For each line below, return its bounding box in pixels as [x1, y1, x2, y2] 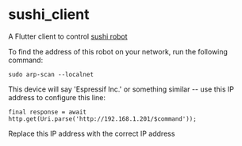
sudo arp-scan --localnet [8, 70, 94, 78]
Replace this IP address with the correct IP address [8, 129, 175, 138]
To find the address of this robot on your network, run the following [8, 47, 229, 56]
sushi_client [8, 6, 90, 24]
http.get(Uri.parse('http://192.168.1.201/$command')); [8, 114, 197, 123]
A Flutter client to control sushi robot [8, 32, 129, 41]
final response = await [8, 108, 87, 116]
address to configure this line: [8, 92, 106, 102]
